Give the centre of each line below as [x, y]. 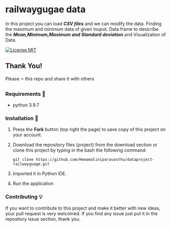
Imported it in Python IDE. [40, 174]
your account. [27, 135]
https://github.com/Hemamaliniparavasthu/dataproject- [95, 160]
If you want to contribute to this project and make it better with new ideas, [83, 208]
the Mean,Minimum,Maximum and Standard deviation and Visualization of [86, 34]
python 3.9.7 [26, 105]
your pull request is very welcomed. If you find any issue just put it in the [82, 213]
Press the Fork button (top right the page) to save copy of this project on [89, 130]
